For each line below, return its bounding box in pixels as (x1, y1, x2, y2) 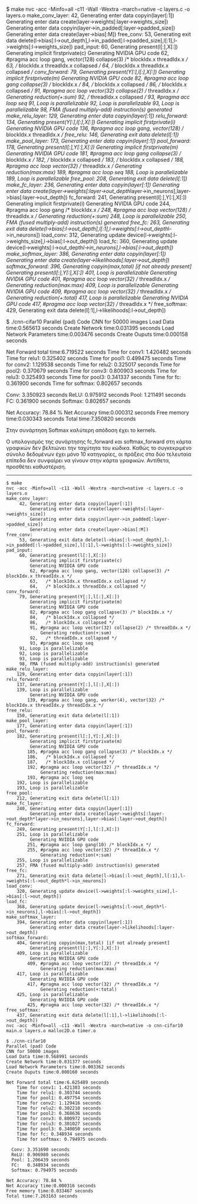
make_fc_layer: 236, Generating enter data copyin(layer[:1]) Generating (6, 181, 180, 188)
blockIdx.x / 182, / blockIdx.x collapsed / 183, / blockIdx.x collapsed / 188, (6, 156, 184, 163)
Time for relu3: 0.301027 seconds (16, 1121, 101, 1127)
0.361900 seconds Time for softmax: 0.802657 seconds (6, 380, 143, 387)
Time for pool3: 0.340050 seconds (16, 1126, 101, 1132)
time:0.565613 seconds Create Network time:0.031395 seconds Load (6, 325, 174, 331)
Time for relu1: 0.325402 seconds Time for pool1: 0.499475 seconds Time (6, 355, 187, 361)
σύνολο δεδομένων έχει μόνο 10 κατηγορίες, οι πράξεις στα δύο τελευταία (6, 451, 192, 458)
